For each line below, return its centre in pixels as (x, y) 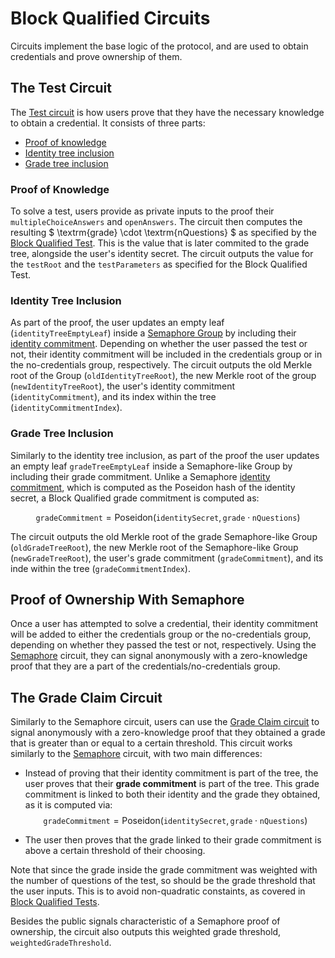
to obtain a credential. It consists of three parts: (108, 123)
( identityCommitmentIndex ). (66, 408)
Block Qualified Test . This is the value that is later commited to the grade (160, 243)
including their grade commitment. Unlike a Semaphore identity (140, 476)
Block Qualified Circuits (110, 18)
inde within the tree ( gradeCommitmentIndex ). (100, 568)
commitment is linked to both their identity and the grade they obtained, (172, 794)
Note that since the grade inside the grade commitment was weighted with (164, 870)
